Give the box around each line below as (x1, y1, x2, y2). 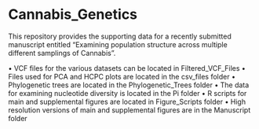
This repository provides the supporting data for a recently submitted (8, 31, 232, 41)
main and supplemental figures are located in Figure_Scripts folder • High (8, 97, 246, 106)
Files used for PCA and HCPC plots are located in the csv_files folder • (8, 72, 236, 81)
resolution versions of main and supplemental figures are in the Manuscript (8, 105, 251, 115)
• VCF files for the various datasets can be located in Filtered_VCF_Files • (8, 63, 246, 72)
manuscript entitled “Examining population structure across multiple (8, 39, 228, 49)
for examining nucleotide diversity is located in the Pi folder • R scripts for (8, 88, 247, 98)
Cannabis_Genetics (8, 6, 138, 24)
